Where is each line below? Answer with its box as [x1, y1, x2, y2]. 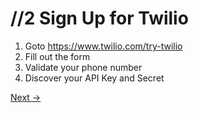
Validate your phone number [24, 61, 143, 73]
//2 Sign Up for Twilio [10, 7, 189, 30]
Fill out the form [24, 50, 91, 62]
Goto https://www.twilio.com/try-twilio [24, 40, 183, 52]
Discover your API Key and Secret [24, 72, 165, 84]
